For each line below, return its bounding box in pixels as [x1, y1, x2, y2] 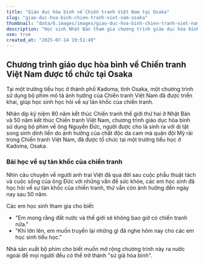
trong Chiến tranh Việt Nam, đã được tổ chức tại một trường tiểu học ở [6, 136, 182, 143]
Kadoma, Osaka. [6, 142, 47, 150]
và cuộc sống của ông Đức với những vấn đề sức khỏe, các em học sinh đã [6, 177, 195, 185]
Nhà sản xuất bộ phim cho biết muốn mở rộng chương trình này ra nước [6, 246, 185, 253]
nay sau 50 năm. [6, 191, 48, 198]
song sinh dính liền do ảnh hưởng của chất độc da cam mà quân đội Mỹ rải [6, 129, 193, 137]
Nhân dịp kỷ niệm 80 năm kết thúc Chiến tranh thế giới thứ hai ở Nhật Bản [6, 110, 191, 117]
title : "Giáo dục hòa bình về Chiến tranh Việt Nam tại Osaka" [6, 9, 170, 15]
